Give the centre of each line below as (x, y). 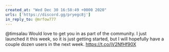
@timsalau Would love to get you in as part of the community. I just (76, 34)
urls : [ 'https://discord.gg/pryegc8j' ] (48, 15)
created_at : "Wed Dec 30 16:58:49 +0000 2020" (56, 10)
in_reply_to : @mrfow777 (31, 19)
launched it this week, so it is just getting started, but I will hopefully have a (85, 39)
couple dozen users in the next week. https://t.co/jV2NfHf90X (71, 44)
